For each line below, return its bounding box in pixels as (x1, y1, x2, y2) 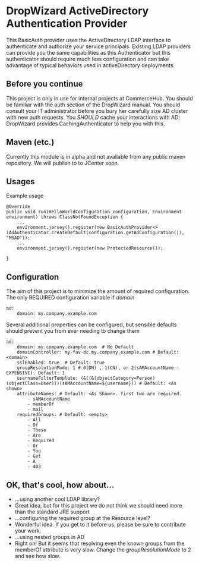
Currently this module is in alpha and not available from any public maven (6, 153, 186, 160)
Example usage (6, 192, 44, 200)
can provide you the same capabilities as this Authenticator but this (6, 49, 171, 56)
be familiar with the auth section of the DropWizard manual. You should (6, 101, 181, 108)
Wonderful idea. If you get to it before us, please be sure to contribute (14, 521, 186, 528)
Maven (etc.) (6, 137, 55, 147)
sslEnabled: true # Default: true (17, 360, 105, 366)
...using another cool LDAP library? (14, 496, 100, 503)
